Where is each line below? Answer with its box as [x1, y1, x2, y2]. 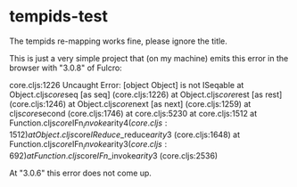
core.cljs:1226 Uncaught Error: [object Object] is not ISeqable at [9, 79, 244, 90]
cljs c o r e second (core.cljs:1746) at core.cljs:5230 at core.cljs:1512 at [9, 108, 258, 118]
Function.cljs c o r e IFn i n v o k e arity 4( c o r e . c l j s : [9, 118, 168, 130]
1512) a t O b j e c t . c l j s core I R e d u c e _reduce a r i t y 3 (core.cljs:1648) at [9, 129, 241, 140]
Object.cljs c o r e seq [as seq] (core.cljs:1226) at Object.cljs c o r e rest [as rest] [9, 89, 283, 100]
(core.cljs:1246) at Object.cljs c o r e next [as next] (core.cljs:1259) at [9, 98, 252, 109]
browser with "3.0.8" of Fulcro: [9, 62, 122, 73]
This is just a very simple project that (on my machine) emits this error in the [9, 53, 289, 63]
